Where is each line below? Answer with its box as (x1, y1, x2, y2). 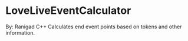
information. (5, 29, 35, 36)
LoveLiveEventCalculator (5, 4, 131, 17)
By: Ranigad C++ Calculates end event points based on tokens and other (5, 23, 182, 30)
